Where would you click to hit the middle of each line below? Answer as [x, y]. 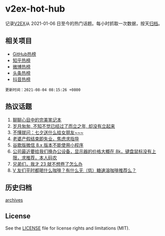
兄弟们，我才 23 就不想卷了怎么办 [47, 164]
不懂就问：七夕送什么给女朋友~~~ [48, 132]
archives [14, 200]
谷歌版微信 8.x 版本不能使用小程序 [48, 145]
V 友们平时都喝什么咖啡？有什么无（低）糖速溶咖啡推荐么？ [74, 170]
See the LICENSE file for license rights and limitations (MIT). [68, 228]
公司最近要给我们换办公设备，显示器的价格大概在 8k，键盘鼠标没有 [82, 151]
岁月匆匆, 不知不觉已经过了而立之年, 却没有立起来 [64, 126]
